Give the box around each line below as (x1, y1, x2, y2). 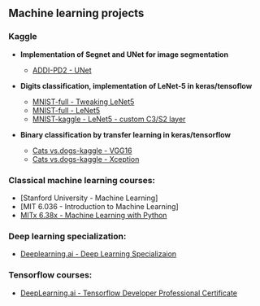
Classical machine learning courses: (8, 174, 156, 186)
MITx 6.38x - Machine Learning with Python (19, 210, 167, 220)
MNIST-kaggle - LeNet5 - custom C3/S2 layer (32, 114, 186, 124)
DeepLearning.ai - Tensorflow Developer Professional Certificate (19, 288, 238, 298)
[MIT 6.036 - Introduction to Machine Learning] (19, 201, 179, 211)
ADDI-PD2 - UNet (32, 65, 92, 75)
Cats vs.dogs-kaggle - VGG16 (32, 146, 132, 155)
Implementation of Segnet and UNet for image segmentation (19, 49, 229, 59)
